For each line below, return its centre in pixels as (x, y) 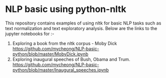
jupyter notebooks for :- (30, 33)
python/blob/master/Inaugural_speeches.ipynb (60, 70)
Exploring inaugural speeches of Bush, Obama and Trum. (71, 59)
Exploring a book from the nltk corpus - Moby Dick (65, 43)
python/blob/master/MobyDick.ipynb (50, 54)
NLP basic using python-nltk (66, 9)
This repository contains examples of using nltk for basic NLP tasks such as (83, 23)
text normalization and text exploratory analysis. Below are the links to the (81, 28)
